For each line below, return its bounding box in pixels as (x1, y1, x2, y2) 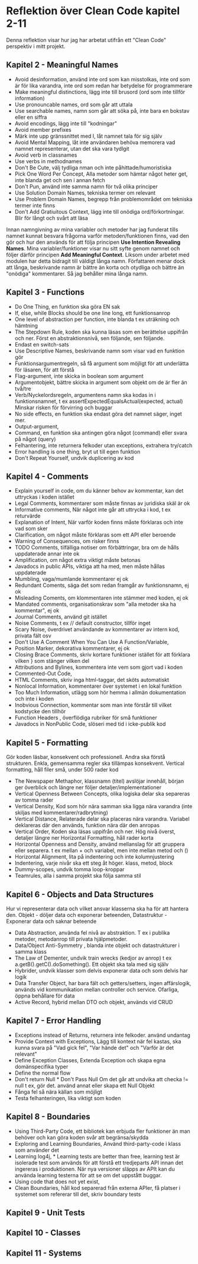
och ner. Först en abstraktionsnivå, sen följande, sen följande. (14, 334, 165, 342)
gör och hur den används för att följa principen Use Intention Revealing (6, 239, 181, 246)
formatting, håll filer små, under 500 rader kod (6, 766, 119, 773)
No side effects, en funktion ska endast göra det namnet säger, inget (14, 410, 182, 417)
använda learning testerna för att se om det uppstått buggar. (14, 1171, 163, 1179)
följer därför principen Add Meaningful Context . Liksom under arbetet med (6, 251, 190, 258)
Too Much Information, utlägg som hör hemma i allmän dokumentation (14, 689, 186, 696)
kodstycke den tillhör (14, 708, 66, 715)
